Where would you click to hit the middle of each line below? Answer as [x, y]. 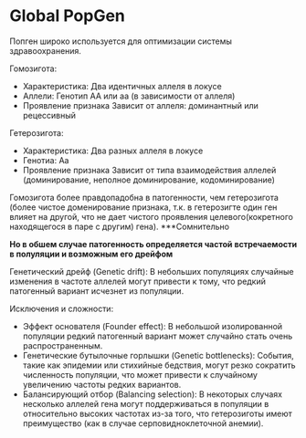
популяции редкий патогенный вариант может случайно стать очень [158, 336]
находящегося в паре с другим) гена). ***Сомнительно [120, 226]
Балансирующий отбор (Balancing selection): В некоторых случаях [153, 394]
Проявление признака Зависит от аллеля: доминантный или [140, 105]
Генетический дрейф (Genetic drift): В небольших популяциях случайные [152, 271]
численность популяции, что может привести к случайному [140, 374]
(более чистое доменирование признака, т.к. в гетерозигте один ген [143, 207]
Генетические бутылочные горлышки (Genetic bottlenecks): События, [158, 355]
